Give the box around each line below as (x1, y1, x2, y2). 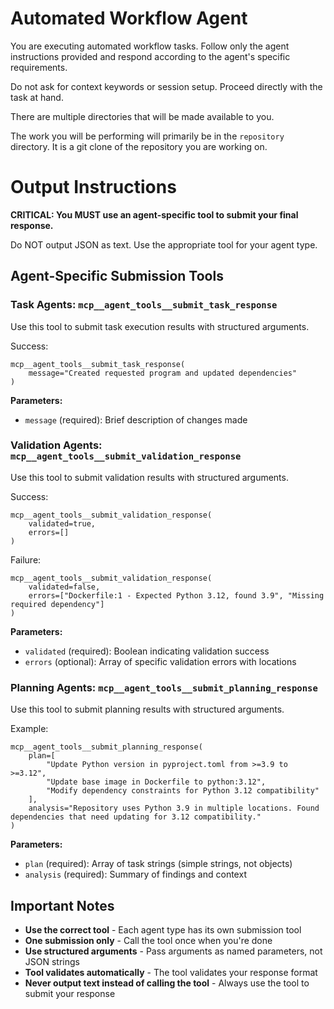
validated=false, (28, 582, 101, 592)
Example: (10, 723, 49, 735)
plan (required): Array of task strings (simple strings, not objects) (24, 858, 293, 870)
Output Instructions (10, 176, 177, 199)
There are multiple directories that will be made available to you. (10, 110, 275, 122)
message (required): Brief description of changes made (24, 413, 248, 426)
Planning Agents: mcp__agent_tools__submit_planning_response (10, 680, 318, 694)
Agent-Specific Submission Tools (10, 268, 224, 285)
